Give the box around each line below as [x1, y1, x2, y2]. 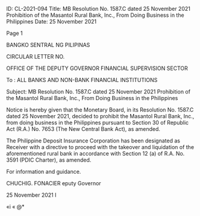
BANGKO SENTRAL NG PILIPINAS [6, 42, 90, 48]
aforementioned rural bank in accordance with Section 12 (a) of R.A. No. [6, 150, 185, 157]
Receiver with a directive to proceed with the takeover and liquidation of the [6, 144, 195, 150]
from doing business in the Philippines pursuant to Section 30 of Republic [6, 119, 189, 126]
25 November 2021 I [6, 191, 57, 199]
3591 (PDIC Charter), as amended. [6, 156, 92, 164]
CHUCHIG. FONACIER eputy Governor [6, 180, 101, 186]
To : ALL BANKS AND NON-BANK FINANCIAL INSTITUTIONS [6, 77, 158, 83]
